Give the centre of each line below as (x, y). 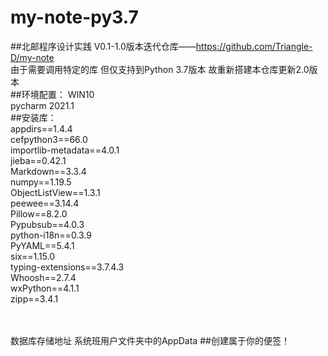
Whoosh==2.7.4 (43, 277)
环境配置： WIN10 (58, 94)
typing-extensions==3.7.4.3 (67, 267)
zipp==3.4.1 (34, 298)
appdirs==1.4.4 (41, 128)
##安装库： (33, 117)
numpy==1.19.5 (41, 182)
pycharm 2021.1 (42, 105)
